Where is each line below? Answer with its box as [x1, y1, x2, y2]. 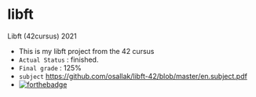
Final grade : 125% [18, 63, 82, 72]
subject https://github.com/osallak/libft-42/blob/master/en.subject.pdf [18, 71, 248, 81]
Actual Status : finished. [18, 55, 99, 64]
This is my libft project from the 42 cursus [18, 46, 155, 56]
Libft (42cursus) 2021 [7, 31, 78, 41]
